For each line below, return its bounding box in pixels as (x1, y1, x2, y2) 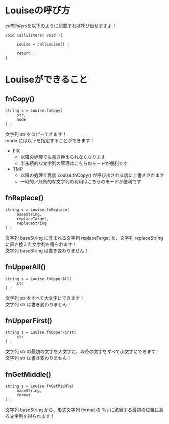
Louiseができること (5, 74, 88, 86)
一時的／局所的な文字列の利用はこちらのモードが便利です (20, 178, 141, 184)
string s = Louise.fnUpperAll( (5, 276, 72, 282)
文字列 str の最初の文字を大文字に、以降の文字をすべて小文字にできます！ (5, 349, 161, 355)
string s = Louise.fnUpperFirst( (5, 330, 77, 335)
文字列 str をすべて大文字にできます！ (5, 295, 85, 301)
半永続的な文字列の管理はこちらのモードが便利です (20, 160, 128, 166)
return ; (16, 51, 36, 56)
